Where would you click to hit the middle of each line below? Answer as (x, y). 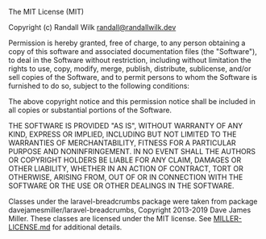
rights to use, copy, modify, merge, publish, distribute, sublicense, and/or (130, 69)
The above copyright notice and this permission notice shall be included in (132, 101)
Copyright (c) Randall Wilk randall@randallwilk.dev (92, 27)
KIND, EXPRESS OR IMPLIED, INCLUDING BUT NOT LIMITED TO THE (123, 134)
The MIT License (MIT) (46, 12)
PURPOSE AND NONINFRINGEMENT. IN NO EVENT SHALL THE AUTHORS (132, 151)
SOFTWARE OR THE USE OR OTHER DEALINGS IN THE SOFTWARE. (121, 186)
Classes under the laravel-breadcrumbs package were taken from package (133, 201)
